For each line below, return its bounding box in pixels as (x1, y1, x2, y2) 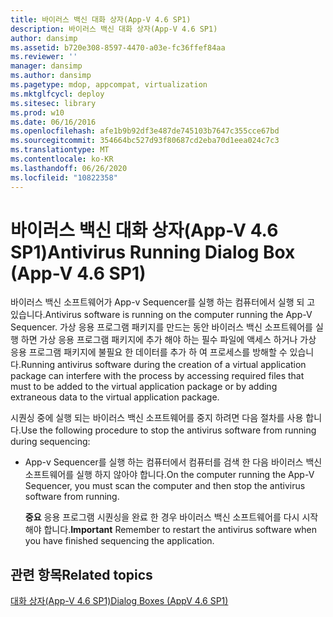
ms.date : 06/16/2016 (10, 117, 97, 127)
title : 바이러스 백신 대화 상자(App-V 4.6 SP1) (10, 14, 192, 25)
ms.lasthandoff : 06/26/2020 (10, 163, 128, 173)
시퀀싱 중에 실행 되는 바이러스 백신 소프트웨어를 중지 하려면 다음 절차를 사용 (10, 412, 304, 424)
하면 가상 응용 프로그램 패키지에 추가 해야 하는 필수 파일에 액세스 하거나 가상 (20, 334, 317, 346)
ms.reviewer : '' (10, 52, 78, 62)
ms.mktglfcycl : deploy (10, 89, 105, 99)
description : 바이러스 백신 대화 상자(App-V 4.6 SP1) (10, 24, 218, 34)
